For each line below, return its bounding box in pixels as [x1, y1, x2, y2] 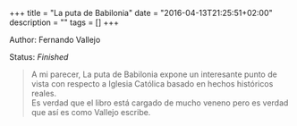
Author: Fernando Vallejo [9, 35, 101, 45]
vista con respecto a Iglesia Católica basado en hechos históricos [30, 79, 274, 88]
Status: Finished [9, 52, 69, 62]
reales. [30, 88, 56, 98]
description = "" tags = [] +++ [9, 17, 119, 28]
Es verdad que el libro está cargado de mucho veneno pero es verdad [30, 97, 289, 108]
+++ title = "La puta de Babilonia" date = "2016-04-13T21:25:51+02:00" [9, 8, 273, 18]
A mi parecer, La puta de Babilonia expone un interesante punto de [30, 69, 277, 80]
